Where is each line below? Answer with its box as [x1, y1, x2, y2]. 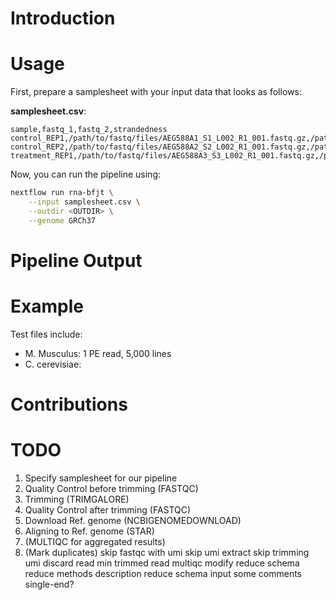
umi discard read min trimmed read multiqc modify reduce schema [24, 557, 300, 569]
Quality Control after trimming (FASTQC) [24, 503, 192, 516]
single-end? [24, 578, 75, 590]
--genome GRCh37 [28, 215, 97, 226]
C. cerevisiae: [24, 358, 82, 370]
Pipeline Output [10, 249, 143, 272]
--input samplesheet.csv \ [28, 197, 141, 207]
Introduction [10, 7, 116, 30]
